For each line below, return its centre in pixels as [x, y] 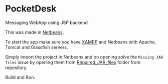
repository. [16, 67]
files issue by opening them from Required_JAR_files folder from [73, 62]
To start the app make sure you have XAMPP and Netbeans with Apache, [81, 42]
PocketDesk [31, 9]
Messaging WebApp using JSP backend [46, 22]
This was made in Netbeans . [35, 32]
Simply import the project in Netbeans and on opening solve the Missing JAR [84, 57]
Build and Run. [20, 77]
